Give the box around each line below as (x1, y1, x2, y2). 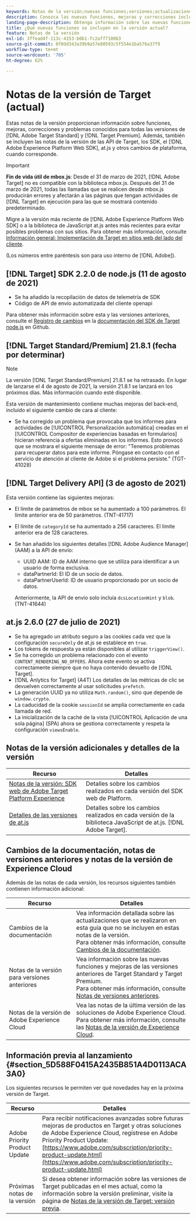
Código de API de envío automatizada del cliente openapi (14, 300, 153, 307)
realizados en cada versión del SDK (85, 786, 183, 795)
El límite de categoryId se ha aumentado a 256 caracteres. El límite (14, 523, 175, 530)
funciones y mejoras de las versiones (76, 963, 178, 971)
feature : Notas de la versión (6, 30, 80, 36)
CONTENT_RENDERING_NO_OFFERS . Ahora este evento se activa (14, 658, 156, 665)
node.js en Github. (6, 324, 51, 331)
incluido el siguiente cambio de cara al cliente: (6, 407, 118, 414)
